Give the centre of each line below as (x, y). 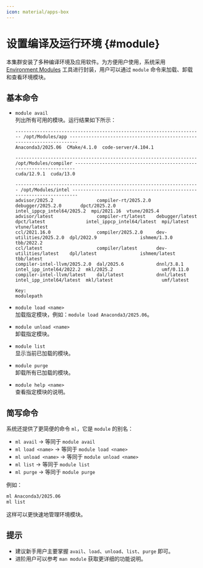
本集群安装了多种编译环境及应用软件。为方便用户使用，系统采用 (86, 62)
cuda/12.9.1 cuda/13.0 (45, 174)
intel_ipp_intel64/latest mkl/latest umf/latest (102, 280)
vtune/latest (32, 227)
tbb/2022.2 (29, 243)
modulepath (29, 296)
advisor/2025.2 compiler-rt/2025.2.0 (83, 201)
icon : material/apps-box (38, 12)
